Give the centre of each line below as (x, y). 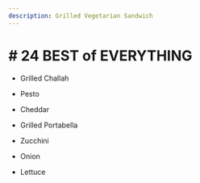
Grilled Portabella (49, 125)
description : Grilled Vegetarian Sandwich (81, 16)
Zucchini (35, 140)
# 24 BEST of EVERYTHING (100, 55)
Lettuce (33, 172)
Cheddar (35, 109)
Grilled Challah (44, 78)
